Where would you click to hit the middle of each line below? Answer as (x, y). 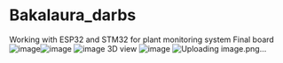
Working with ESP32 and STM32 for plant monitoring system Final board (142, 39)
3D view (122, 48)
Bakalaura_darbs (73, 15)
